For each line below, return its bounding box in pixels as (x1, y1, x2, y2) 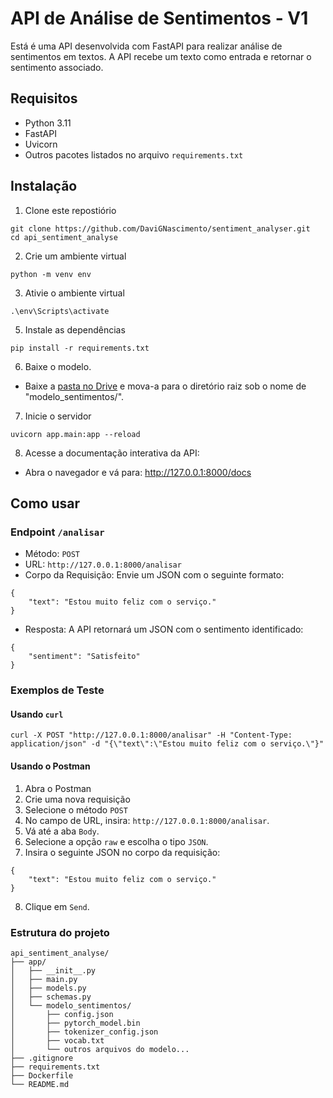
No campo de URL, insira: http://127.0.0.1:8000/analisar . (24, 814, 270, 826)
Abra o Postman (24, 782, 92, 794)
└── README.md (10, 1079, 70, 1089)
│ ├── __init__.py (10, 965, 97, 976)
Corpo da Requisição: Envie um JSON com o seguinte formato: (24, 569, 285, 581)
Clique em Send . (24, 900, 90, 912)
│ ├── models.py (10, 983, 87, 993)
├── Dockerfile (10, 1070, 74, 1081)
